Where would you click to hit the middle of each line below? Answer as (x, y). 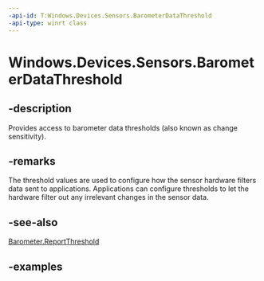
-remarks (32, 161)
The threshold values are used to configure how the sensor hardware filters (132, 181)
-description (40, 109)
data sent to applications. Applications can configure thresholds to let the (129, 189)
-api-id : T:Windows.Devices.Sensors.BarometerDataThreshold (110, 16)
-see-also (33, 222)
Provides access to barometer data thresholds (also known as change (123, 127)
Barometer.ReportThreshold (54, 242)
